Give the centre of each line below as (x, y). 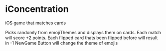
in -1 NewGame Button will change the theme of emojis (62, 43)
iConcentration (37, 9)
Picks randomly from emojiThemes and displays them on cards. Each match (83, 32)
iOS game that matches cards (36, 23)
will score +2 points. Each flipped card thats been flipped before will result (82, 38)
